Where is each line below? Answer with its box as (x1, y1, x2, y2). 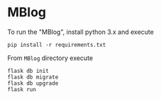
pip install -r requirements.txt (7, 41, 106, 48)
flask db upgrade (7, 79, 59, 87)
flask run (7, 86, 37, 93)
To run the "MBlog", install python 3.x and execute (7, 28, 154, 36)
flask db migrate (7, 74, 59, 81)
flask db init (7, 67, 50, 74)
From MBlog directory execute (7, 54, 94, 62)
